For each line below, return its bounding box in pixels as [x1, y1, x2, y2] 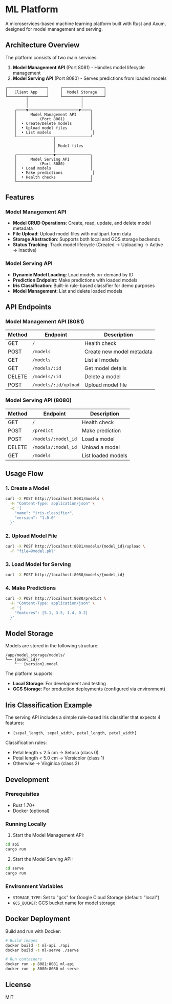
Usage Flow [5, 469, 44, 478]
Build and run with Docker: [5, 928, 61, 934]
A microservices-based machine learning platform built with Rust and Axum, [5, 20, 166, 27]
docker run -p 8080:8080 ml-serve [5, 966, 79, 972]
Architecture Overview [5, 41, 80, 50]
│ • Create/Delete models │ [14, 121, 93, 126]
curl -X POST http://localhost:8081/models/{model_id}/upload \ [5, 543, 145, 549]
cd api [5, 842, 19, 847]
